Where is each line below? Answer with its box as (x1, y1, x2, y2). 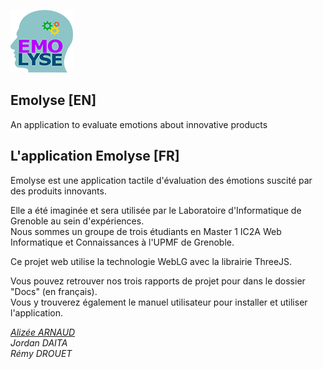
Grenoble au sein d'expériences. (10, 215, 145, 227)
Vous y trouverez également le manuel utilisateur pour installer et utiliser (10, 296, 308, 308)
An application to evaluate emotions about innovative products (10, 118, 268, 130)
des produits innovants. (10, 185, 107, 197)
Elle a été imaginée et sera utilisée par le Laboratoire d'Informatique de (10, 204, 302, 216)
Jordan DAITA (10, 336, 68, 349)
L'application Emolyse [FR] (10, 148, 180, 165)
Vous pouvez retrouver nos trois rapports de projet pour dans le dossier (10, 275, 306, 287)
